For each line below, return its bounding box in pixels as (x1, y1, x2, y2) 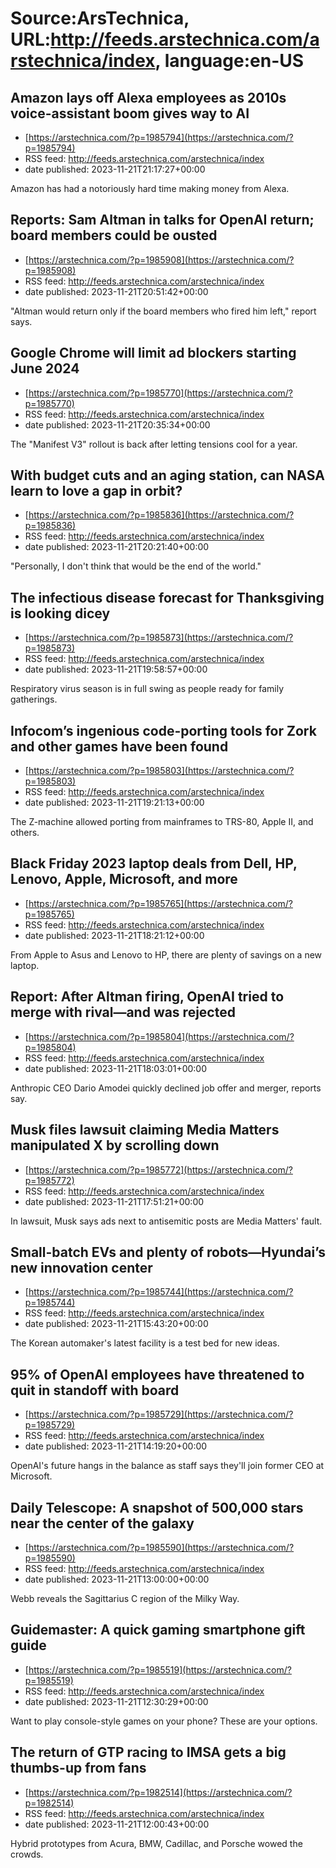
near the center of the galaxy (10, 1515, 195, 1532)
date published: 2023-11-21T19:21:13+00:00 (24, 797, 205, 809)
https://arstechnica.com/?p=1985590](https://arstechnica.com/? (28, 1541, 295, 1553)
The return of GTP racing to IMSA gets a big (10, 1744, 287, 1761)
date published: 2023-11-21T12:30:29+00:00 (24, 1695, 209, 1707)
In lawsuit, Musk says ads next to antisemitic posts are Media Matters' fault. (10, 1215, 323, 1227)
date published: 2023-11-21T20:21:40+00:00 (24, 541, 210, 553)
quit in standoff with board (10, 1382, 180, 1399)
